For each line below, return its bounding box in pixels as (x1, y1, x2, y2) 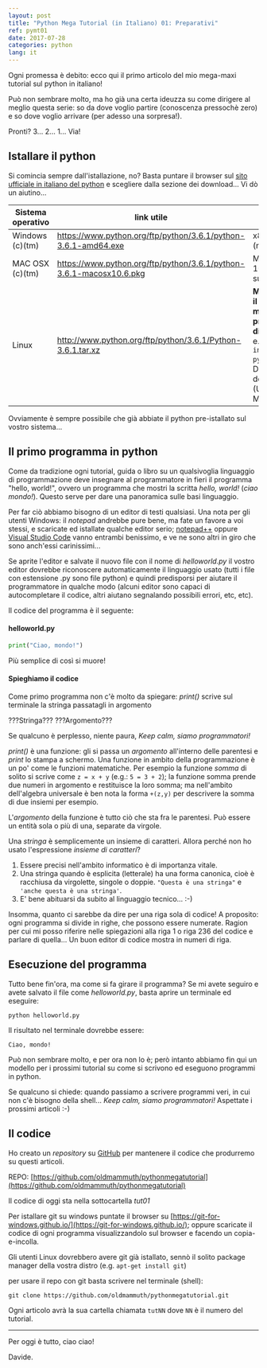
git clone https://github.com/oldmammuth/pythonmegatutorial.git (8, 1291, 229, 1300)
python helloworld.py (8, 1011, 80, 1019)
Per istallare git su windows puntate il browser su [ (8, 1211, 173, 1221)
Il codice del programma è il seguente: (8, 606, 133, 615)
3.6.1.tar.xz (56, 344, 101, 355)
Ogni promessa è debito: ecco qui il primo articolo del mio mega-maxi (8, 71, 237, 80)
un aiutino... (8, 188, 47, 197)
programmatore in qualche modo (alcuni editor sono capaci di (8, 582, 211, 591)
